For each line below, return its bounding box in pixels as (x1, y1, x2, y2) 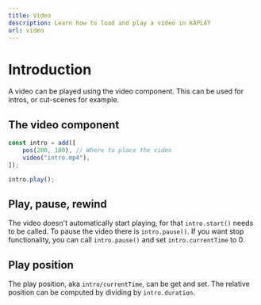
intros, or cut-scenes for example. (8, 95, 120, 105)
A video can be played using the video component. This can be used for (8, 86, 244, 96)
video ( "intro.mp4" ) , (22, 154, 90, 162)
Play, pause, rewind (8, 197, 107, 211)
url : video (8, 26, 44, 34)
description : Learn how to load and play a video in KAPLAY (8, 19, 212, 27)
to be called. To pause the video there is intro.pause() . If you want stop (8, 227, 244, 236)
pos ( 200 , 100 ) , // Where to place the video (22, 147, 172, 154)
